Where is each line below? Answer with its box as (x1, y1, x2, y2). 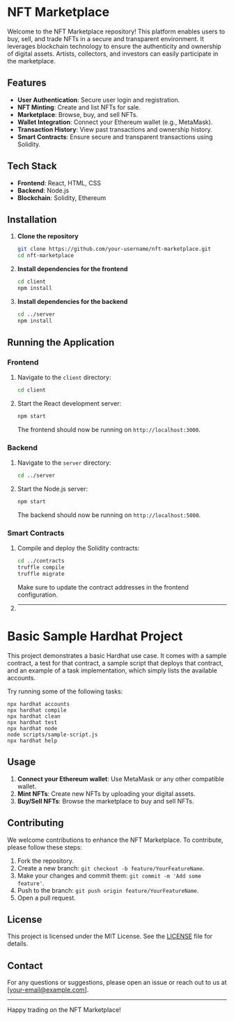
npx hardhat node (7, 725, 58, 732)
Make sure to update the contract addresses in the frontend (17, 583, 189, 592)
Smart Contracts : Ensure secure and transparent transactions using (17, 132, 213, 141)
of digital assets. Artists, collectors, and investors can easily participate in (7, 49, 219, 58)
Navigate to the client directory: (17, 374, 111, 382)
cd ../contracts (17, 558, 65, 565)
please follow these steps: (7, 843, 82, 851)
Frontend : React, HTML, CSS (17, 178, 101, 187)
